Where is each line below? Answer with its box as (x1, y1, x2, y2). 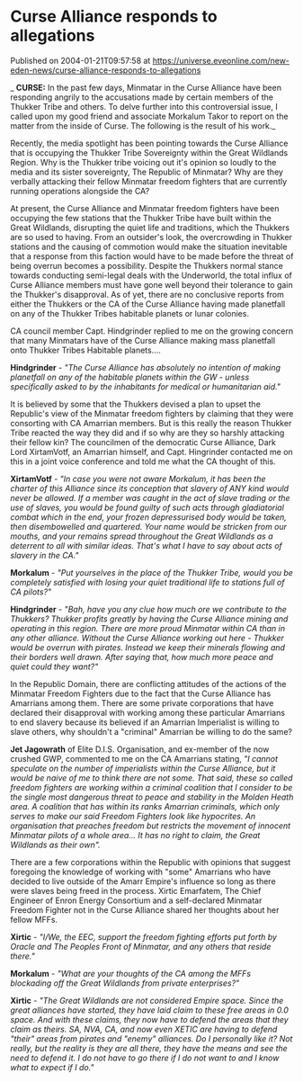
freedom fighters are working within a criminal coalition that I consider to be (10, 782, 293, 792)
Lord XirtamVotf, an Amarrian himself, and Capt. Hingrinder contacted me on (10, 446, 293, 457)
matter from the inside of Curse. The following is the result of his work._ (10, 120, 276, 131)
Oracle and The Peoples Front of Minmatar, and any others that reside (10, 941, 272, 952)
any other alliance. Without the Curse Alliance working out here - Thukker (10, 632, 284, 643)
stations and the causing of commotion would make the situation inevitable (10, 241, 288, 252)
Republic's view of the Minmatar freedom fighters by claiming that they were (10, 407, 294, 419)
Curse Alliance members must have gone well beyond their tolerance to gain (10, 279, 293, 290)
